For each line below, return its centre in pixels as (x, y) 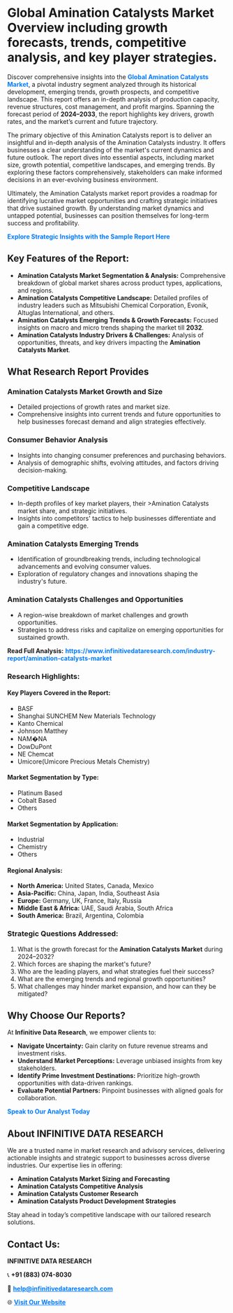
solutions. (21, 1222)
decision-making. (42, 470)
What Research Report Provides (78, 372)
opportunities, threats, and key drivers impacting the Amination (109, 342)
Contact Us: (34, 1244)
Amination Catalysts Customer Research (78, 1194)
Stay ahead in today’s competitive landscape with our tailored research (109, 1215)
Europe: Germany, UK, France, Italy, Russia (79, 901)
